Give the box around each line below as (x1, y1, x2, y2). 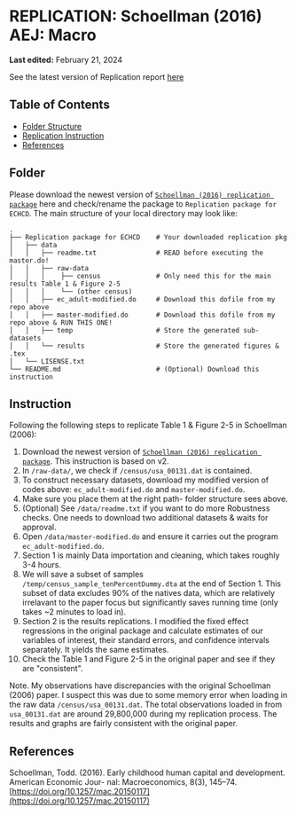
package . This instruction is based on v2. (21, 456, 170, 466)
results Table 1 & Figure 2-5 (9, 279, 121, 288)
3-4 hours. (21, 560, 62, 570)
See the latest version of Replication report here (9, 71, 184, 82)
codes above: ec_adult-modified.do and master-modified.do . (21, 484, 246, 495)
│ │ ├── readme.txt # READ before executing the (9, 248, 264, 257)
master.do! (9, 255, 50, 265)
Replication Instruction (21, 130, 105, 141)
